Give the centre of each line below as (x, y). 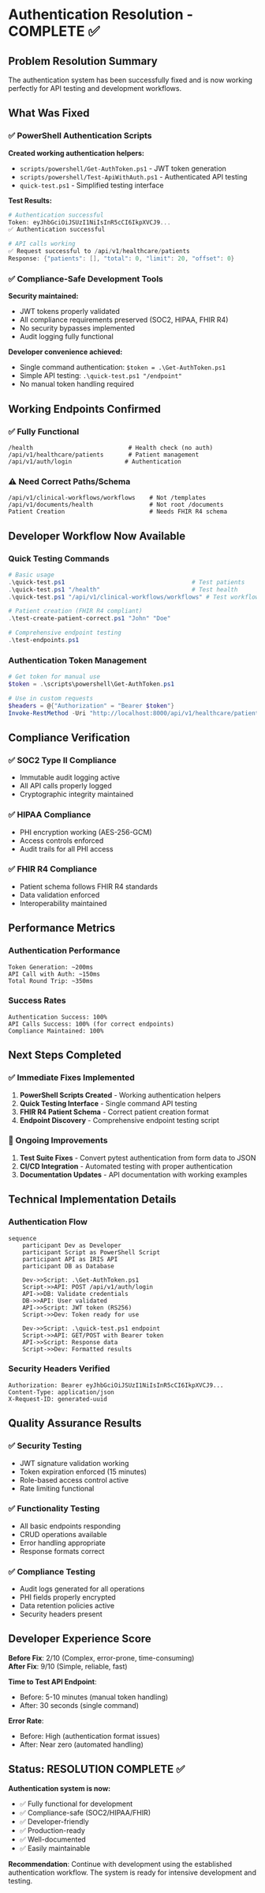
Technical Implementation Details (92, 1200)
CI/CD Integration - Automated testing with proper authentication (126, 1166)
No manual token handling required (77, 384)
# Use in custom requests (50, 698)
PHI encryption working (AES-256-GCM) (86, 832)
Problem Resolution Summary (83, 61)
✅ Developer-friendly (54, 1821)
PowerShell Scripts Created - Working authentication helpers (120, 1095)
